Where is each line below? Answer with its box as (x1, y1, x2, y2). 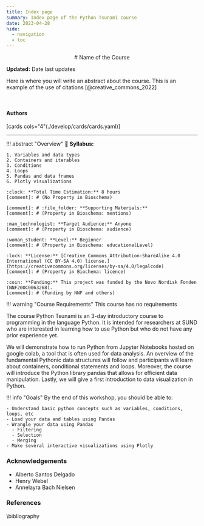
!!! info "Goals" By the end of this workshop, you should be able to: (6, 394, 173, 401)
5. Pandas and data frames (6, 174, 75, 180)
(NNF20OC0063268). (6, 285, 53, 291)
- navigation (12, 32, 45, 38)
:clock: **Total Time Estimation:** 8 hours (6, 189, 121, 195)
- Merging (12, 437, 36, 443)
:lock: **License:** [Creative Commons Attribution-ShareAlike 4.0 (6, 253, 181, 259)
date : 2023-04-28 (6, 20, 50, 26)
